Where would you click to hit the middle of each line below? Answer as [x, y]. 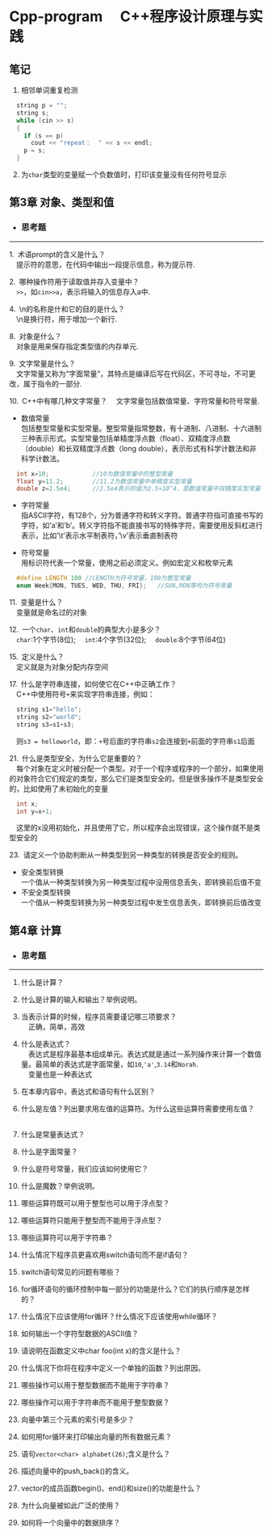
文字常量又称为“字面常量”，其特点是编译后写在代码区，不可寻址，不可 [133, 374]
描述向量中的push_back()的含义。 [77, 1471]
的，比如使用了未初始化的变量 [59, 789]
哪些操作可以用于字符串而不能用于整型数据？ [95, 1402]
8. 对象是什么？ [36, 336]
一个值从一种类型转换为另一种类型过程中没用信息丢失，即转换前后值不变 [141, 882]
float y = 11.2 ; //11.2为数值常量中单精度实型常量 [105, 481]
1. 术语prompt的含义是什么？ [57, 254]
